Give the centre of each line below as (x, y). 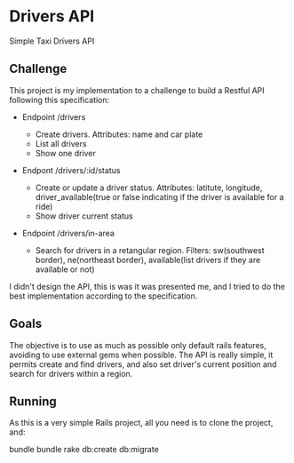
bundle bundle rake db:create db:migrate (84, 450)
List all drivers (61, 143)
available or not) (65, 269)
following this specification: (60, 100)
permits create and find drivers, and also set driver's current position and (143, 364)
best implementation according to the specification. (103, 296)
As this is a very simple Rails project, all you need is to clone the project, (141, 423)
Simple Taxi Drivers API (52, 41)
